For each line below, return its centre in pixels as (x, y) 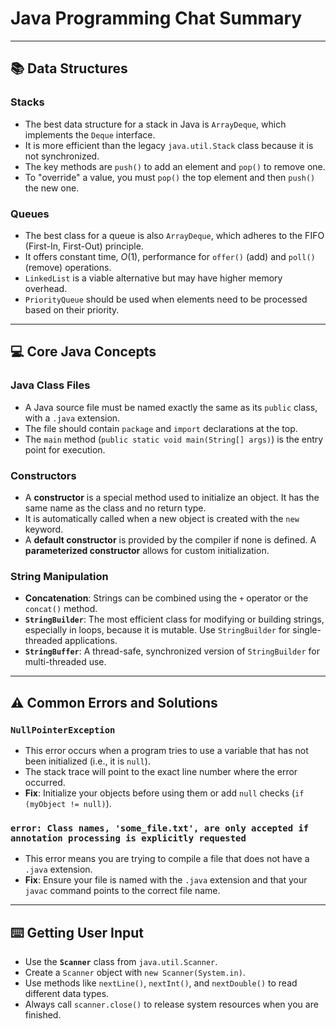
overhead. (46, 288)
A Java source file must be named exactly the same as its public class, (171, 407)
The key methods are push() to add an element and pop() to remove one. (175, 166)
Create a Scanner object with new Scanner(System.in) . (135, 972)
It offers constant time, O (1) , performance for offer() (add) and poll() (170, 256)
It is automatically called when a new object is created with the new (162, 518)
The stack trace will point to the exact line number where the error (161, 771)
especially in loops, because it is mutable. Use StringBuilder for (157, 630)
